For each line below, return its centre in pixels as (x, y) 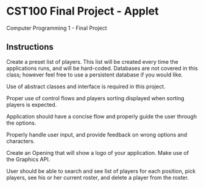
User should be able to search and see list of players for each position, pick (101, 171)
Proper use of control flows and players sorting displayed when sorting (95, 98)
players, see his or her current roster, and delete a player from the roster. (97, 177)
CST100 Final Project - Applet (83, 11)
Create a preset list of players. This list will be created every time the (92, 61)
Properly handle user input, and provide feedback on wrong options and (97, 134)
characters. (21, 141)
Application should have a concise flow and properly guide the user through (101, 116)
